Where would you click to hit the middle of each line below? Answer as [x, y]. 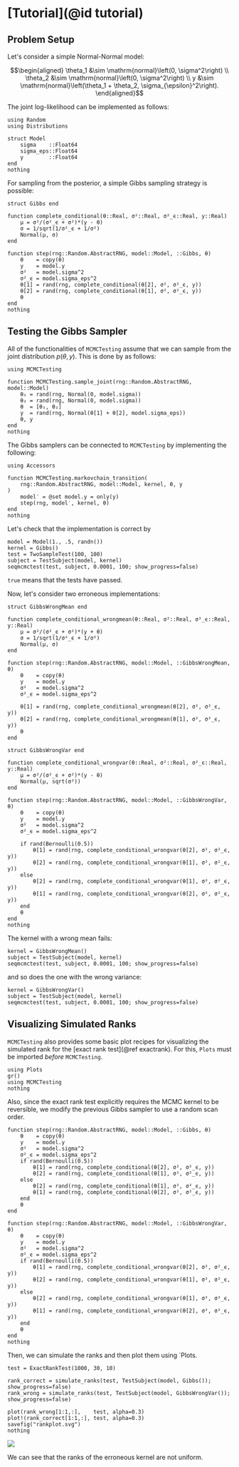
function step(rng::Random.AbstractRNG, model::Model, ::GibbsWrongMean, [119, 663]
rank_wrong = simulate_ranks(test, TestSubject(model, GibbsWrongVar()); [119, 1393]
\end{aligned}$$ [119, 93]
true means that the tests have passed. [65, 580]
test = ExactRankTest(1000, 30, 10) [62, 1368]
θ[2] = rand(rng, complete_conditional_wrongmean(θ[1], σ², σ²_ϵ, [121, 719]
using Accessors [31, 465]
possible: [21, 191]
